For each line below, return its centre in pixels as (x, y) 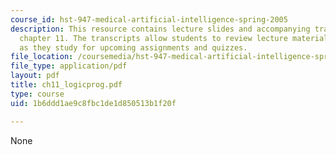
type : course (37, 94)
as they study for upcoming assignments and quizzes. (133, 47)
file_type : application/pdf (69, 66)
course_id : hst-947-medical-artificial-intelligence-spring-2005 (149, 19)
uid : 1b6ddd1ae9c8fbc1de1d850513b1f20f (93, 103)
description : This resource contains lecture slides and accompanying (160, 29)
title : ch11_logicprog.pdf (66, 85)
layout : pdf (35, 76)
